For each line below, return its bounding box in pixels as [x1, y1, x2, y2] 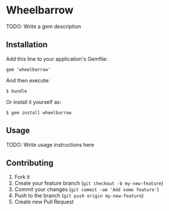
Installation [6, 40, 48, 50]
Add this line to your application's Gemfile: [6, 55, 108, 62]
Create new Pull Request [14, 198, 74, 205]
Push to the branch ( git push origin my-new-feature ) [14, 192, 144, 199]
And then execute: [6, 77, 50, 84]
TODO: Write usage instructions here [6, 141, 94, 148]
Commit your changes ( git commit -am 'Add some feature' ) [14, 186, 159, 193]
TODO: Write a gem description [6, 23, 82, 30]
